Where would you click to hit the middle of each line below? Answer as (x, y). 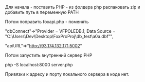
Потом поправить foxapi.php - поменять (47, 22)
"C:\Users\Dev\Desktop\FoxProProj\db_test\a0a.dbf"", (59, 36)
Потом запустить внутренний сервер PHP (49, 55)
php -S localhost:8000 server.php (39, 65)
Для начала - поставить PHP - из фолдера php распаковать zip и (72, 7)
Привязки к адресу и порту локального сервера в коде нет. (67, 74)
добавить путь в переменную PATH (42, 12)
